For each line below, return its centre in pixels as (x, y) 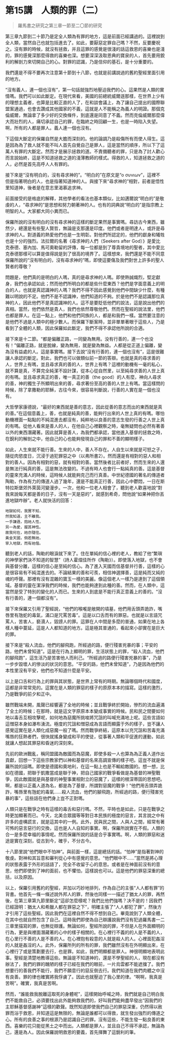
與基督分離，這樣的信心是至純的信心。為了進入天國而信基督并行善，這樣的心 (85, 566)
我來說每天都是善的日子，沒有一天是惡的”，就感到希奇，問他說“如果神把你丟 (85, 494)
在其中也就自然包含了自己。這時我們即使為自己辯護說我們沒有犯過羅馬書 (80, 919)
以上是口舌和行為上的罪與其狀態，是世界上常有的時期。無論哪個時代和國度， (85, 681)
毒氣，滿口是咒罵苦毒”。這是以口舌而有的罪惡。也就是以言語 (95, 615)
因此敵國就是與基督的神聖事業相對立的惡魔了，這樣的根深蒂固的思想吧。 (89, 779)
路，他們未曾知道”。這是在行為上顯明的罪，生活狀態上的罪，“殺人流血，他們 (85, 651)
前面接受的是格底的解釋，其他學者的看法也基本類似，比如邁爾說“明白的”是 (83, 198)
